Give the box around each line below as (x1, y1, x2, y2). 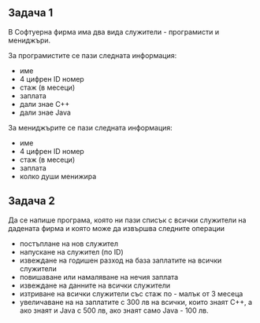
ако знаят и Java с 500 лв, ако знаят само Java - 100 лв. (19, 306, 209, 315)
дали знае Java (19, 108, 71, 117)
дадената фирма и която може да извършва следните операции (8, 223, 225, 233)
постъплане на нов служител (19, 239, 119, 248)
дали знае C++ (19, 99, 70, 108)
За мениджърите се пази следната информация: (8, 123, 173, 132)
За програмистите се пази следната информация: (8, 50, 177, 60)
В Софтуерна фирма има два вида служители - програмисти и (8, 27, 220, 36)
